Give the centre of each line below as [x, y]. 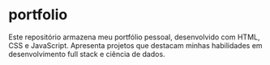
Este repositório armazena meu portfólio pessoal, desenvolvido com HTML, [134, 37]
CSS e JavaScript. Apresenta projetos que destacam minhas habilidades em [135, 45]
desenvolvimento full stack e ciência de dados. [87, 54]
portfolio [38, 15]
